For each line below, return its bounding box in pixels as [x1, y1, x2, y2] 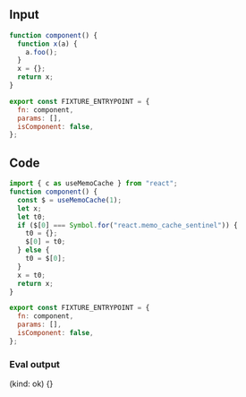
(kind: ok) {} [9, 378, 54, 389]
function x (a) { [17, 39, 78, 48]
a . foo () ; [25, 47, 58, 56]
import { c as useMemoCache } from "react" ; [9, 179, 178, 188]
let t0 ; [17, 212, 47, 221]
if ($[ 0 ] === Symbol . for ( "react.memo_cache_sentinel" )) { [17, 220, 239, 229]
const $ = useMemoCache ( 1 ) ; [17, 195, 123, 204]
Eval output [9, 358, 61, 370]
